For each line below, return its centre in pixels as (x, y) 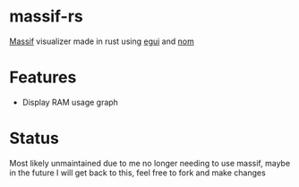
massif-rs (46, 17)
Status (34, 138)
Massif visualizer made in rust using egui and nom (102, 41)
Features (43, 77)
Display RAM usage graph (70, 102)
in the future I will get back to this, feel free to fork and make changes (137, 173)
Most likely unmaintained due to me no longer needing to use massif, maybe (150, 163)
